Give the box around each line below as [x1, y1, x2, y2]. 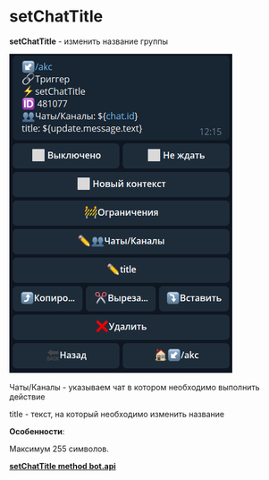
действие [9, 391, 46, 402]
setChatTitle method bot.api [9, 460, 116, 471]
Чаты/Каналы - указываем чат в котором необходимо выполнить [9, 381, 260, 392]
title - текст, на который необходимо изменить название [9, 408, 225, 419]
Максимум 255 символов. [9, 443, 110, 454]
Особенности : [9, 425, 65, 436]
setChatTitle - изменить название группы [9, 36, 168, 47]
